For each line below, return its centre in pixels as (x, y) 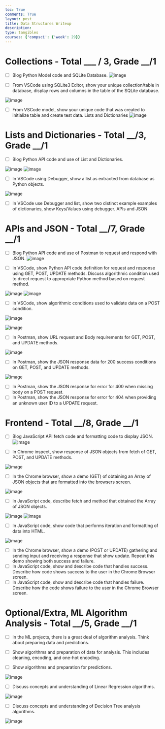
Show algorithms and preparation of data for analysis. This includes (81, 652)
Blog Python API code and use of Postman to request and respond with (84, 253)
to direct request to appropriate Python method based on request (79, 279)
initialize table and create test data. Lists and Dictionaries (70, 115)
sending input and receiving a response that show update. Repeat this (83, 556)
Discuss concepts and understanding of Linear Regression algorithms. (83, 687)
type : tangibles (22, 33)
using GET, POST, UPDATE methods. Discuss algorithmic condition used (85, 273)
